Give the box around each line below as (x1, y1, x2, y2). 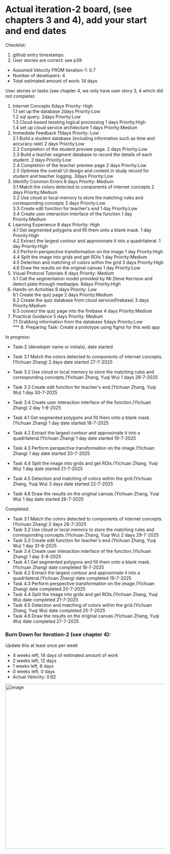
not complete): (5, 93, 36, 99)
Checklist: (5, 42, 26, 48)
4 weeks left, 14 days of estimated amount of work (12, 652, 118, 659)
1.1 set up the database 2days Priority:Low (12, 108, 100, 114)
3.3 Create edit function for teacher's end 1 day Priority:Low (12, 205, 138, 211)
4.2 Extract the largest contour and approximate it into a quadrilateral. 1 (12, 238, 161, 244)
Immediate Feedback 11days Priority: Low (12, 129, 99, 136)
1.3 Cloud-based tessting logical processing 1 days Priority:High (12, 119, 146, 125)
